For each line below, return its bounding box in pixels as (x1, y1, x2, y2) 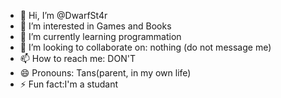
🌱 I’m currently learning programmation (19, 31, 182, 42)
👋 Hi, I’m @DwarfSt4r (19, 10, 108, 21)
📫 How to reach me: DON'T (19, 53, 136, 64)
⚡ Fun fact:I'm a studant (19, 78, 119, 90)
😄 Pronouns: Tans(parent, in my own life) (19, 67, 192, 79)
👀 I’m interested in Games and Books (19, 20, 172, 32)
